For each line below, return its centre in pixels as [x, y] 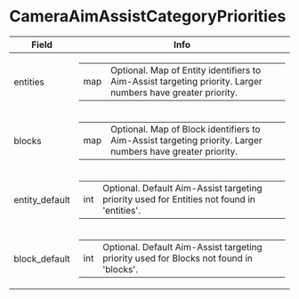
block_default [42, 258]
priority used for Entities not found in [178, 199]
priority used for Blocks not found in [178, 258]
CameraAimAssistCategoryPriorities [148, 16]
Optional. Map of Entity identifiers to [185, 70]
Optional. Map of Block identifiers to [185, 129]
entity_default [42, 199]
